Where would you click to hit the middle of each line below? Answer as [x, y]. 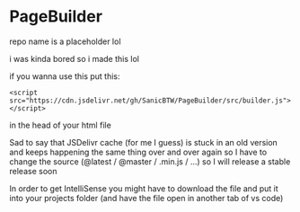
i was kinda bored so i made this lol [74, 58]
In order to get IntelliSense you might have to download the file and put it [144, 188]
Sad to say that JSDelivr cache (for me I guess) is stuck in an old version [144, 142]
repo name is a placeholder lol [65, 41]
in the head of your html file [61, 125]
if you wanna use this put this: [65, 76]
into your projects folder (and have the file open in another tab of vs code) [146, 198]
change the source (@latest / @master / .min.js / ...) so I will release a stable [150, 161]
